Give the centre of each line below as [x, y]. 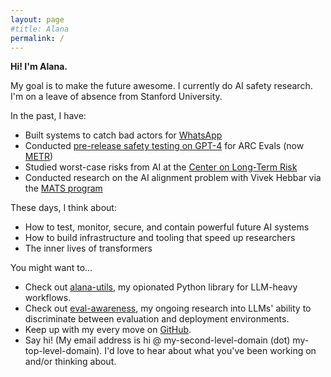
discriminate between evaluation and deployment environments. [157, 319]
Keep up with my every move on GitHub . [108, 330]
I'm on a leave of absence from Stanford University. [116, 97]
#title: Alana [40, 29]
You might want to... [51, 268]
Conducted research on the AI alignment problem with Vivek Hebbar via [173, 178]
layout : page [37, 19]
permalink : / [37, 38]
